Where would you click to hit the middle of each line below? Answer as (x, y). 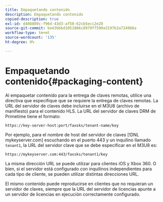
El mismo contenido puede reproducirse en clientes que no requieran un (79, 184)
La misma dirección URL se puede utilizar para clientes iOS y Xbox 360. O (81, 163)
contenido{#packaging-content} (74, 81)
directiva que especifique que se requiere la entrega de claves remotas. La (82, 100)
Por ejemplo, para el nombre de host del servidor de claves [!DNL (72, 135)
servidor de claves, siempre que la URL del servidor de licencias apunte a (81, 189)
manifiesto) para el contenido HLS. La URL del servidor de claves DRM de (81, 111)
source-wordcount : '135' (31, 38)
